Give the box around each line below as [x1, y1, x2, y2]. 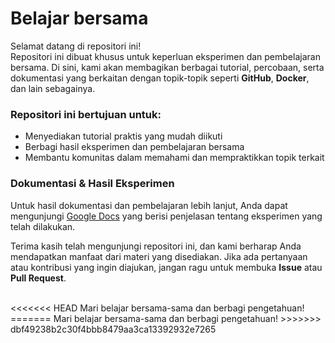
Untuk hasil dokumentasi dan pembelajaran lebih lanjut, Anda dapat [10, 199, 288, 211]
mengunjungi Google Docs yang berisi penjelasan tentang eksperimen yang [10, 210, 323, 222]
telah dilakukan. [10, 220, 76, 232]
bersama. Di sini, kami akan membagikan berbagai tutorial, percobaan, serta [10, 61, 325, 73]
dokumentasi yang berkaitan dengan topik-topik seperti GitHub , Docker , [10, 72, 310, 84]
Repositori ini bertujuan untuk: [10, 107, 162, 121]
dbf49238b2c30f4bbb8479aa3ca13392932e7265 [10, 323, 217, 335]
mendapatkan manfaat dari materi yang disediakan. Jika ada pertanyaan [10, 250, 308, 262]
